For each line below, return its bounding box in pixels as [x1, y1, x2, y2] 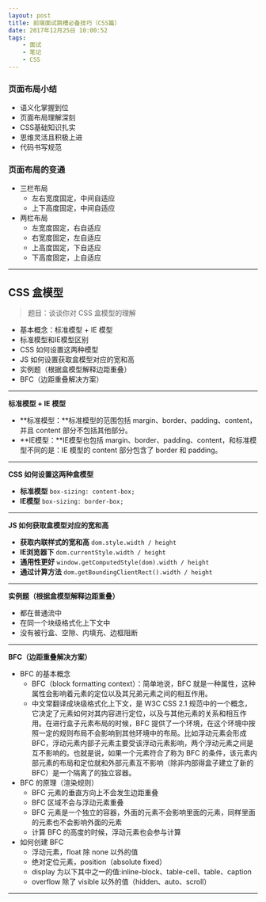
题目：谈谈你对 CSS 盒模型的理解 [27, 308, 136, 318]
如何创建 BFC [19, 837, 64, 847]
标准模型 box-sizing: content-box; [19, 486, 135, 496]
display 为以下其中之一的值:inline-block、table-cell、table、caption [31, 867, 252, 877]
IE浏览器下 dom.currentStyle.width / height [19, 547, 166, 557]
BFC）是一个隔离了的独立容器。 [31, 768, 136, 778]
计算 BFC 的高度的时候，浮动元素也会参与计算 [31, 828, 182, 837]
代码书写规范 [19, 143, 62, 152]
